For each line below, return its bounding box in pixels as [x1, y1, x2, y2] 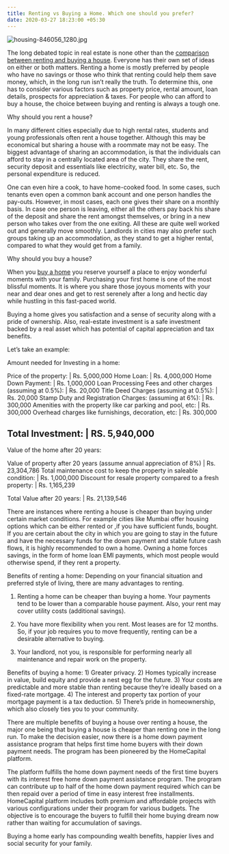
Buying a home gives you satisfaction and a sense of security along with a [7, 310, 217, 318]
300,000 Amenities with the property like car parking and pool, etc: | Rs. [7, 401, 211, 409]
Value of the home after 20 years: [7, 446, 102, 454]
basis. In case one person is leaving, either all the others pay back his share [7, 205, 221, 213]
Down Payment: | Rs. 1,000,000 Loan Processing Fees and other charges [7, 379, 213, 387]
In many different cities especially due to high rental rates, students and [7, 126, 208, 134]
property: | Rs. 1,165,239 [7, 481, 75, 490]
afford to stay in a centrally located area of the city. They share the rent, [7, 155, 210, 163]
